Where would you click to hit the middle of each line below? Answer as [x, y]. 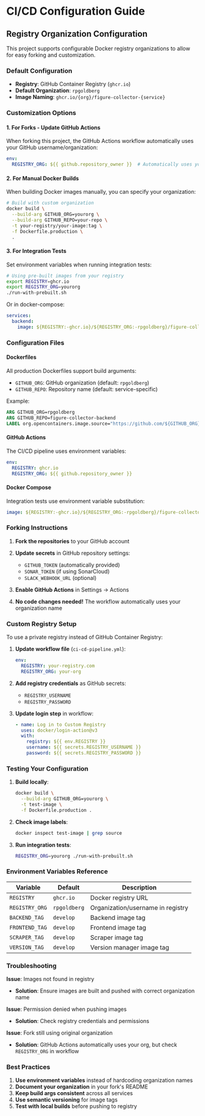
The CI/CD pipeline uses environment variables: [66, 451]
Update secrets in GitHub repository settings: [73, 553]
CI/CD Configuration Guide [76, 11]
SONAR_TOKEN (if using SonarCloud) [67, 571]
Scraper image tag [117, 938]
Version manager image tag [130, 947]
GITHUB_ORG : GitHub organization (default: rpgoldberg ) [82, 383]
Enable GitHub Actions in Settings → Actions [72, 589]
